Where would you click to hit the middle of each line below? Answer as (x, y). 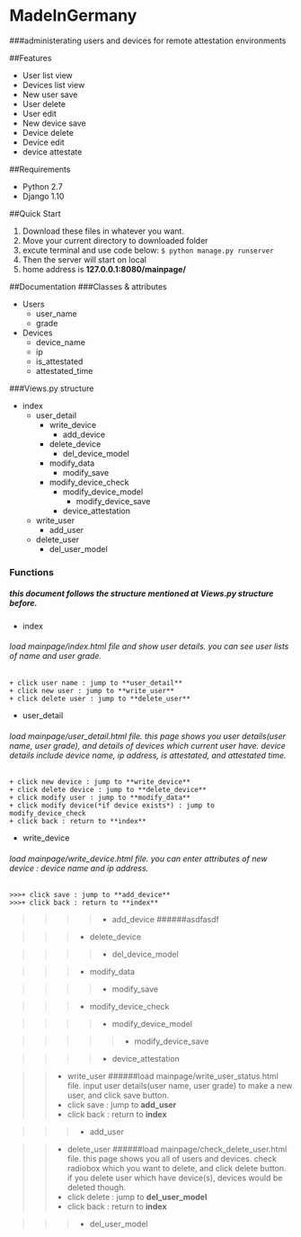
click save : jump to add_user (122, 1105)
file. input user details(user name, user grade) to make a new (180, 1086)
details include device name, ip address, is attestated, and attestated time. (148, 755)
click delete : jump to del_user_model (137, 1197)
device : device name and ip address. (79, 868)
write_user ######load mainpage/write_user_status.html (173, 1076)
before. (23, 603)
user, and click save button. (118, 1095)
